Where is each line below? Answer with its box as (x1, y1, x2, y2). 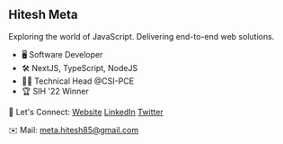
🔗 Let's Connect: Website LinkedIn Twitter (8, 106, 164, 117)
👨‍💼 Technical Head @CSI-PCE (21, 76, 135, 86)
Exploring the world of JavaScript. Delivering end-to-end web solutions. (8, 31, 275, 41)
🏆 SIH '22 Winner (21, 85, 89, 96)
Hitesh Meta (8, 7, 78, 22)
